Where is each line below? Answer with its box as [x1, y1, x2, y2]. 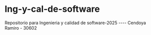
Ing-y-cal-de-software [4, 3, 100, 15]
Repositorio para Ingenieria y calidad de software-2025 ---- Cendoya [4, 20, 147, 26]
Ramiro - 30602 [4, 25, 37, 31]
